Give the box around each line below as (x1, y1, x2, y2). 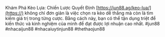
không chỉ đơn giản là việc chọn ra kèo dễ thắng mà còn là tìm (24, 10, 153, 16)
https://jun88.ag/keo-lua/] (97, 5, 151, 10)
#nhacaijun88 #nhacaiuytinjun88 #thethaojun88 (5, 26, 105, 32)
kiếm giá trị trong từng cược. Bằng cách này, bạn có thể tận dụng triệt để (5, 15, 156, 21)
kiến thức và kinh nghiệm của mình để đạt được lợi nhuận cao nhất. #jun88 (5, 20, 160, 26)
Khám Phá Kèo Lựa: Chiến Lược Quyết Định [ (5, 5, 98, 10)
